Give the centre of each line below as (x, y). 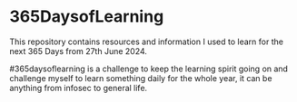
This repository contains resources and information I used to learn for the (147, 42)
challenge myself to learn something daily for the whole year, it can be (141, 78)
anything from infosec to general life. (79, 88)
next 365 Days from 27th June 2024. (79, 51)
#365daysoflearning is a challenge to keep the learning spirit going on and (149, 69)
